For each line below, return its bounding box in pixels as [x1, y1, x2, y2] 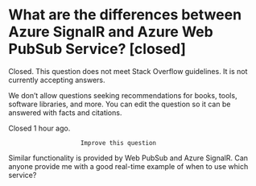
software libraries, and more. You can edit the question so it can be [8, 99, 231, 109]
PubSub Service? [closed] [8, 40, 187, 58]
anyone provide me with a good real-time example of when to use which [8, 161, 249, 171]
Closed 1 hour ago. [8, 123, 71, 133]
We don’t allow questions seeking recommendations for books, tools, [8, 90, 237, 100]
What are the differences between [8, 6, 242, 24]
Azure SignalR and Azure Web [8, 23, 213, 41]
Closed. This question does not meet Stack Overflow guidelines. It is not [8, 66, 248, 76]
